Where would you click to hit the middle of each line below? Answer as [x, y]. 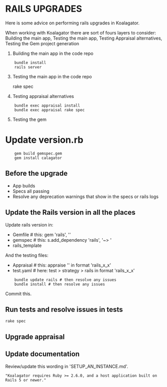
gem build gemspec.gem [38, 153]
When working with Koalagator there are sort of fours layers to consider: [81, 33]
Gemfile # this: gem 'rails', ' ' [42, 235]
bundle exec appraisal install [47, 105]
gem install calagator [38, 158]
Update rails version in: [29, 224]
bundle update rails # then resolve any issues [65, 280]
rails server [28, 67]
